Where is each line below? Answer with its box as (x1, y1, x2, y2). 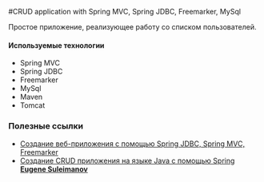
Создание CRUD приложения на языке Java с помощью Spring (19, 156, 235, 165)
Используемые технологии (8, 40, 105, 50)
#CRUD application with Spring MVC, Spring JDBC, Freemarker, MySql (8, 7, 242, 16)
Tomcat (19, 101, 46, 110)
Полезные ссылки (8, 121, 84, 132)
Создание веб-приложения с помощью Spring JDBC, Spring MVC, (19, 139, 246, 148)
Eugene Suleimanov (19, 164, 88, 174)
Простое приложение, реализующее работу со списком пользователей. (8, 22, 258, 31)
